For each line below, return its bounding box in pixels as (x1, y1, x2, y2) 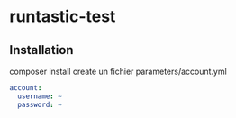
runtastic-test (9, 6, 116, 27)
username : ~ (17, 92, 63, 101)
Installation (9, 42, 74, 58)
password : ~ (17, 100, 63, 109)
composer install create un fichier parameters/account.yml (9, 66, 227, 77)
